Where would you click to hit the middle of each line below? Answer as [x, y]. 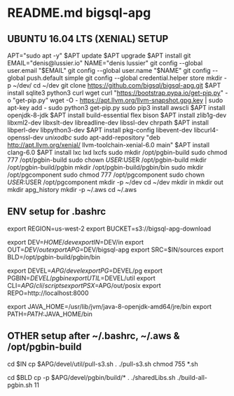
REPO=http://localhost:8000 [48, 293]
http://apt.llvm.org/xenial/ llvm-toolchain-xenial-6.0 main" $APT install [109, 145]
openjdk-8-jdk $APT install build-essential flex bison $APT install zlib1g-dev [117, 115]
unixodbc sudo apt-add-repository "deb [103, 137]
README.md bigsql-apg [79, 13]
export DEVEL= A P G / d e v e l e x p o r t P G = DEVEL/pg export [85, 271]
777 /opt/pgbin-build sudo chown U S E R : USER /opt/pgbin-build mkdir [107, 160]
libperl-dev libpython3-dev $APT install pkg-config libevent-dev [100, 130]
